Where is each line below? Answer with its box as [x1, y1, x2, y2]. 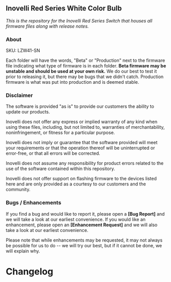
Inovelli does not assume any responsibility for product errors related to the [6, 160, 164, 167]
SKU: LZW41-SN [6, 48, 40, 54]
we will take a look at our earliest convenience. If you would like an [6, 216, 146, 222]
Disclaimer [6, 92, 33, 99]
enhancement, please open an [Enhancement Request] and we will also [6, 222, 158, 228]
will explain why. [6, 248, 40, 254]
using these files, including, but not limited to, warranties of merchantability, [6, 124, 165, 130]
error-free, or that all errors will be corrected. [6, 150, 101, 156]
